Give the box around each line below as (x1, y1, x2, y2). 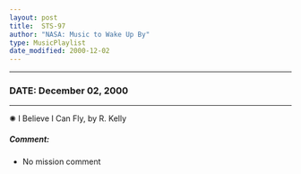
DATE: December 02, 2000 (9, 84, 129, 97)
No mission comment (21, 156, 101, 167)
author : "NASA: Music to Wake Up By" (9, 30, 150, 39)
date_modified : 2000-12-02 (9, 47, 110, 56)
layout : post (9, 13, 58, 22)
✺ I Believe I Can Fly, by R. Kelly (9, 113, 127, 124)
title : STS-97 (9, 22, 66, 30)
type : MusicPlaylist (9, 38, 87, 48)
